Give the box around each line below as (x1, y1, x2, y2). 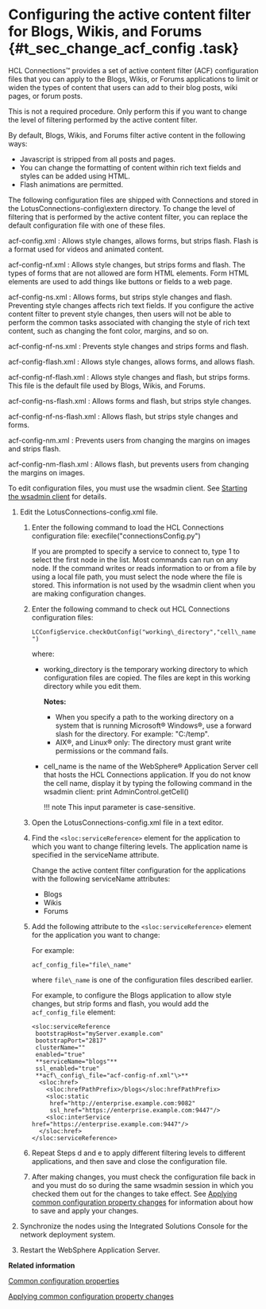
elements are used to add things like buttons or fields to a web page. (8, 276, 233, 286)
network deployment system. (19, 1229, 116, 1239)
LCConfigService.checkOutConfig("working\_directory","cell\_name (31, 627, 256, 636)
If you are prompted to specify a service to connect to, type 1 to (31, 546, 241, 556)
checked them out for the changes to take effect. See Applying (31, 1189, 237, 1198)
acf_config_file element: (31, 1007, 116, 1017)
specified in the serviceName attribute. (31, 850, 160, 859)
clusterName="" (35, 1043, 86, 1052)
